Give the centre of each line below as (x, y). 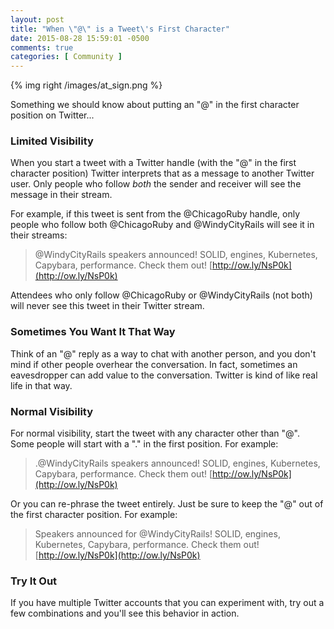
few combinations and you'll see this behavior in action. (125, 613)
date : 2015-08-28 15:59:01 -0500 (80, 38)
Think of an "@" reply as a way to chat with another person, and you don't (163, 353)
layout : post (37, 19)
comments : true (42, 47)
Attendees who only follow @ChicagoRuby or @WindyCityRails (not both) (161, 295)
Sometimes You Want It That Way (93, 332)
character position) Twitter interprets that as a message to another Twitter (162, 173)
